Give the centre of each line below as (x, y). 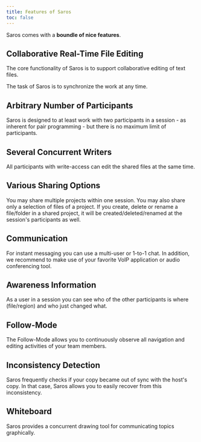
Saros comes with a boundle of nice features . (64, 35)
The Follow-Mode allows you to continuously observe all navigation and (96, 340)
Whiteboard (29, 411)
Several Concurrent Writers (59, 152)
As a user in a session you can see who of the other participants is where (97, 300)
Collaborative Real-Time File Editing (75, 54)
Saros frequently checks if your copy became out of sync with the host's (97, 380)
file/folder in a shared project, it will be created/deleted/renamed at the (94, 213)
